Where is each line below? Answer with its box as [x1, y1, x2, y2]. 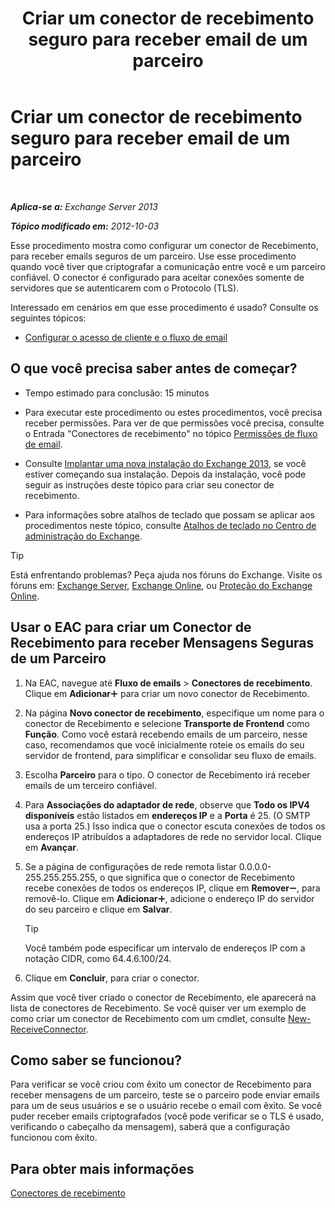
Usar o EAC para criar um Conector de [10, 619, 252, 636]
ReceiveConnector [10, 1023, 87, 1035]
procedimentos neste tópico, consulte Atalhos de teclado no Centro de [24, 519, 317, 531]
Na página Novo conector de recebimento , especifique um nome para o [24, 707, 325, 719]
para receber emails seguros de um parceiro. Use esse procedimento [10, 250, 297, 262]
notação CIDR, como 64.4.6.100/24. [24, 952, 172, 964]
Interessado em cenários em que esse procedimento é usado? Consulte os [10, 301, 319, 313]
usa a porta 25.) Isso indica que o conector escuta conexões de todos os [24, 820, 326, 832]
